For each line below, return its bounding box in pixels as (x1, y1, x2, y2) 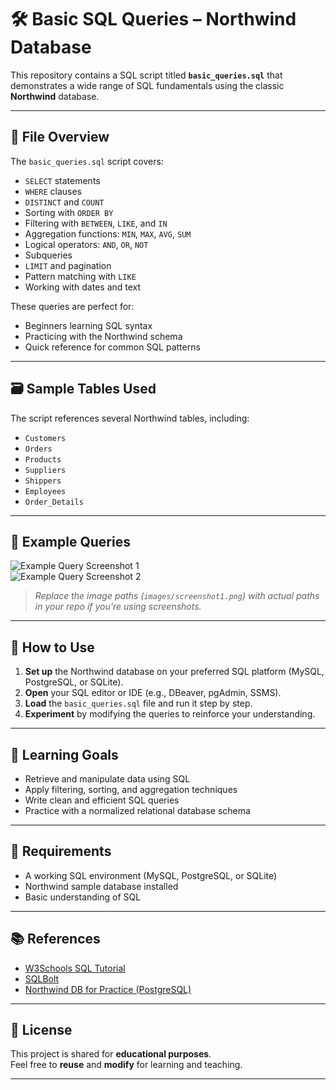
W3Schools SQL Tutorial (24, 962, 126, 974)
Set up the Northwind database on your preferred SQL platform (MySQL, (24, 666, 325, 678)
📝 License (10, 1022, 73, 1039)
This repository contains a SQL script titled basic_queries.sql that (10, 69, 283, 81)
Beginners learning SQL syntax (24, 319, 153, 331)
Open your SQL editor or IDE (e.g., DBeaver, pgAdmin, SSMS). (24, 687, 282, 699)
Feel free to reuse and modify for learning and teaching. (10, 1059, 243, 1071)
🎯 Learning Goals (10, 746, 119, 763)
